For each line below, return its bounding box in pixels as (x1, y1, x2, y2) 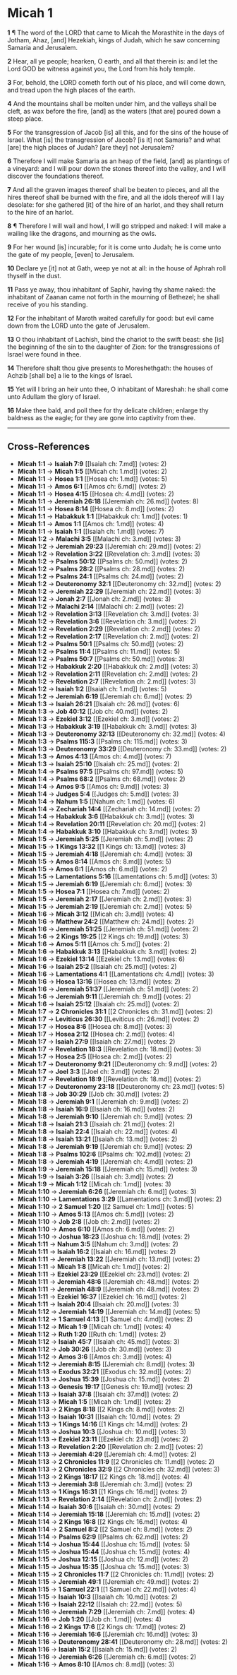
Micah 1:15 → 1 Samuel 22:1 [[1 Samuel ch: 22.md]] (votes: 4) (17, 1585, 197, 1593)
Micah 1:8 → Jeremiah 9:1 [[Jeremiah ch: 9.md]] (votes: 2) (17, 1097, 189, 1106)
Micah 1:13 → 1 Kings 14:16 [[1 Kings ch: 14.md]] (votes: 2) (17, 1419, 188, 1428)
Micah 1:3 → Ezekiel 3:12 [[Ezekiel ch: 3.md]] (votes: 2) (17, 715, 180, 723)
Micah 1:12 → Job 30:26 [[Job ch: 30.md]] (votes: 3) (17, 1345, 172, 1353)
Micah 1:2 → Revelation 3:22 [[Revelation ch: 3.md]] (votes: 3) (17, 549, 201, 558)
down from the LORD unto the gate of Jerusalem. (7, 321, 150, 330)
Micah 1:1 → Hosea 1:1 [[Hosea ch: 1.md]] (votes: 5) (17, 475, 168, 483)
